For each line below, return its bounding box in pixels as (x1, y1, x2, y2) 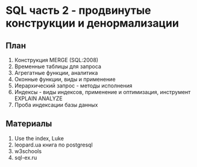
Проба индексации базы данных (14, 101, 98, 109)
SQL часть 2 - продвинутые (5, 4, 151, 17)
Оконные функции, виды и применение (14, 76, 116, 83)
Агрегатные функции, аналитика (14, 69, 98, 76)
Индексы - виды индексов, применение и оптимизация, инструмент (14, 89, 191, 95)
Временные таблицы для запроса (14, 63, 102, 70)
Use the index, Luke (14, 134, 64, 142)
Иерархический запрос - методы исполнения (14, 82, 133, 89)
